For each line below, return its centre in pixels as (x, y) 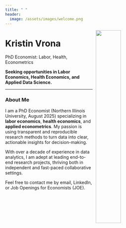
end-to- (78, 157)
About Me (17, 100)
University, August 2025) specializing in (46, 116)
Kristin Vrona (33, 43)
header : (13, 14)
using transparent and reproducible (41, 132)
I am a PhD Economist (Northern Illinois (45, 111)
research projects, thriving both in (49, 162)
